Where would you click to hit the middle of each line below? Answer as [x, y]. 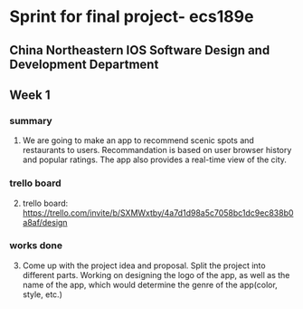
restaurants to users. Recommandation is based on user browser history [157, 150]
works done [36, 246]
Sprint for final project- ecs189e [132, 17]
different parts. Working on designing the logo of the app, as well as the [156, 275]
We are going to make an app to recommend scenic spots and [138, 140]
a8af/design [45, 222]
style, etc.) [43, 294]
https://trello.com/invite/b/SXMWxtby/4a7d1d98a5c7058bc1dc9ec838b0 [158, 212]
